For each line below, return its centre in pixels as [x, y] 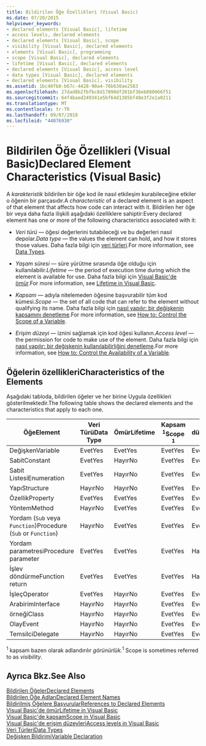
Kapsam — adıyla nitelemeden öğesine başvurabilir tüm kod [91, 295]
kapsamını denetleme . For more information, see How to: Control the [101, 315]
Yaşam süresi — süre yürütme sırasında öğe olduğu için [86, 264]
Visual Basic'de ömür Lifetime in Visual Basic [62, 710]
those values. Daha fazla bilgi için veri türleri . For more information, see [105, 245]
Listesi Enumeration [37, 478]
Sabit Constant [30, 460]
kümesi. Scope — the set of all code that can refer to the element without [107, 302]
